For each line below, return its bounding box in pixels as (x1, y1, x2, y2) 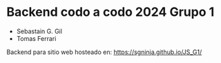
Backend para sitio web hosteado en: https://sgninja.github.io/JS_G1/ (6, 48, 202, 56)
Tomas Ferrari (16, 34, 57, 42)
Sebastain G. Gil (16, 27, 63, 35)
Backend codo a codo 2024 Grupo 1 (6, 4, 215, 20)
